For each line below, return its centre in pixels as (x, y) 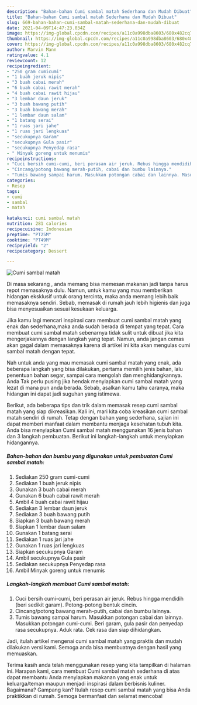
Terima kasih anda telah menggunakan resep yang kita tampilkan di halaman (98, 665)
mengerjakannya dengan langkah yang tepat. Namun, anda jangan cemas (95, 339)
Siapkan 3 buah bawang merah (53, 521)
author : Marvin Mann (32, 50)
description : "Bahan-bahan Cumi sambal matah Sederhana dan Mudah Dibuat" (100, 11)
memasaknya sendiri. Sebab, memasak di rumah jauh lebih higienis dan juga (98, 303)
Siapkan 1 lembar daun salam (50, 527)
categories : (21, 180)
